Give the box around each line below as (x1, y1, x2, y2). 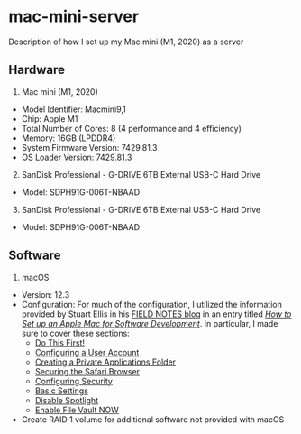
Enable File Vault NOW (34, 404, 119, 415)
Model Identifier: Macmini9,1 (21, 104, 127, 115)
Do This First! (34, 337, 85, 348)
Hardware (8, 62, 65, 78)
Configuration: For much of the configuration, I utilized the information (21, 299, 283, 309)
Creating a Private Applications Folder (34, 356, 177, 367)
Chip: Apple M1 (21, 113, 78, 124)
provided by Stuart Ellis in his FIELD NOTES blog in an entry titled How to (21, 309, 292, 319)
